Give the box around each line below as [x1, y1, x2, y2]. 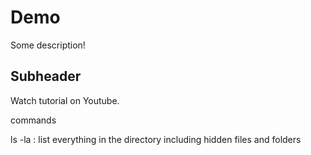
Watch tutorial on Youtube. [10, 94, 120, 106]
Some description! [10, 39, 86, 51]
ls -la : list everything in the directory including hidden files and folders [10, 133, 302, 145]
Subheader [10, 68, 82, 85]
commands [10, 114, 57, 126]
